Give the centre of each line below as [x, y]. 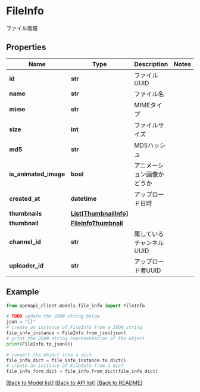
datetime [84, 198]
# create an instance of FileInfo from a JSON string [74, 328]
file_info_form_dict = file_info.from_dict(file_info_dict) [82, 371]
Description [151, 64]
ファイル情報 [22, 28]
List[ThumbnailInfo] [99, 213]
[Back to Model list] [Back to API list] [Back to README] [74, 383]
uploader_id [26, 265]
